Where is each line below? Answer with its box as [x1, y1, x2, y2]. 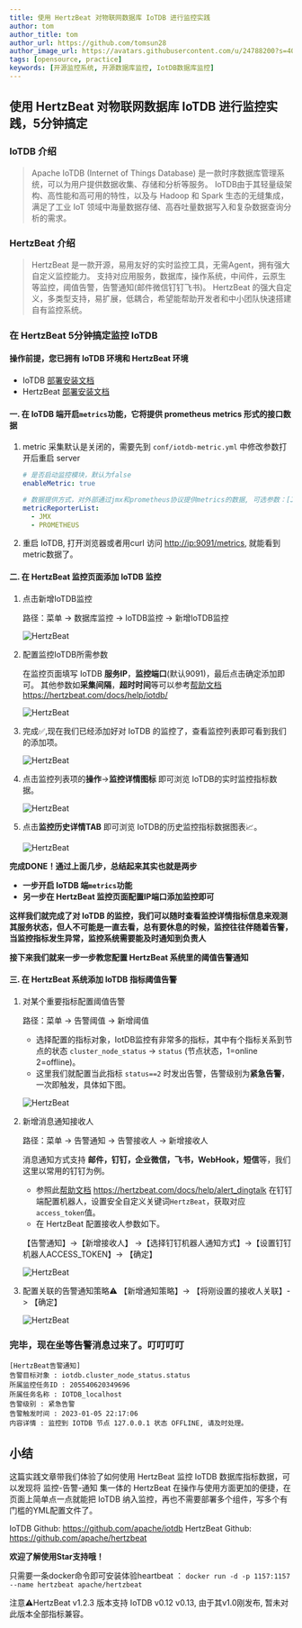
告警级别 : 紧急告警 [9, 1400, 75, 1409]
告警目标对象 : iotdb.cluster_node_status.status [9, 1371, 191, 1380]
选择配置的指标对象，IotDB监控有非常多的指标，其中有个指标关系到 [35, 1033, 285, 1045]
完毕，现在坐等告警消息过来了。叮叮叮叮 [9, 1339, 184, 1351]
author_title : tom [9, 30, 78, 39]
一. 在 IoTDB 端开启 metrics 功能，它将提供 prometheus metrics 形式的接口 [9, 408, 283, 419]
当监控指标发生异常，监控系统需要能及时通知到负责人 [9, 932, 207, 943]
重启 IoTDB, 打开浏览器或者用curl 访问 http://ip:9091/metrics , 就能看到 [22, 538, 281, 549]
